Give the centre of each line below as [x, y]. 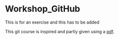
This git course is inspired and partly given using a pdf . [60, 31]
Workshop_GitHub [43, 9]
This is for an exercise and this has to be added [52, 22]
